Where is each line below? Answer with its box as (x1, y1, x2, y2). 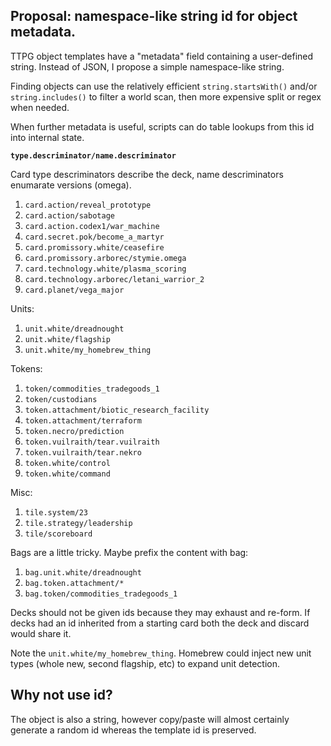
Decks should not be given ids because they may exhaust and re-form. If (10, 606, 311, 618)
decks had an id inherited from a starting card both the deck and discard (10, 617, 310, 629)
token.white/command (24, 469, 111, 479)
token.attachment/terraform (24, 415, 142, 426)
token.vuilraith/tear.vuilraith (24, 437, 160, 447)
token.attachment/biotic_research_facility (24, 405, 210, 415)
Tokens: (10, 362, 43, 374)
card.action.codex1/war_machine (24, 221, 160, 231)
